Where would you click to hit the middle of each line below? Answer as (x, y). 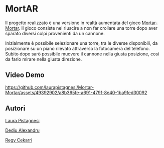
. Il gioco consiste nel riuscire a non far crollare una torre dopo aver (88, 28)
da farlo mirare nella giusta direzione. (44, 59)
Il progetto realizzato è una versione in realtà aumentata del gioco (73, 23)
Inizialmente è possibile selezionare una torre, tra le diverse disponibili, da (81, 43)
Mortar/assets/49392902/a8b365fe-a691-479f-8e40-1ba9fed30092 (76, 92)
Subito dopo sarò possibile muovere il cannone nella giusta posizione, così (82, 54)
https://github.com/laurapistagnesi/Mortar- (50, 87)
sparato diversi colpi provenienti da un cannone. (55, 33)
